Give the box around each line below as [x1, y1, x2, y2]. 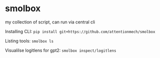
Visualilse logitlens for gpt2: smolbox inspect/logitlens [5, 47, 117, 53]
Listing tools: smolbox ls [5, 38, 54, 44]
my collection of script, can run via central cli [5, 19, 95, 25]
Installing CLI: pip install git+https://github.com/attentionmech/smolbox [5, 28, 156, 34]
